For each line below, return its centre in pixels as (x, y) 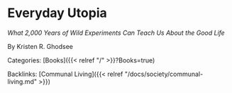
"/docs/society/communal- (164, 74)
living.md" (22, 81)
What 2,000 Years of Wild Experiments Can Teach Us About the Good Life (116, 33)
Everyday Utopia (57, 13)
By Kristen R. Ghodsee (40, 46)
